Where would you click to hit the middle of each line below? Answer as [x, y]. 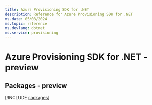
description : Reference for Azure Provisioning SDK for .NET [69, 14]
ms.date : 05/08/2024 [26, 19]
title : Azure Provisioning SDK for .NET [47, 10]
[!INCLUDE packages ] [27, 97]
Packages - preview [36, 86]
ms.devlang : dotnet [25, 28]
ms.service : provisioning [31, 33]
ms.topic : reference [26, 23]
